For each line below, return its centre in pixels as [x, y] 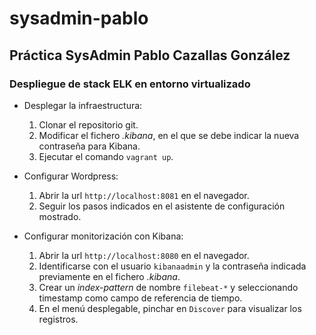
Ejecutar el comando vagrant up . [106, 156]
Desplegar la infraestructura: [83, 105]
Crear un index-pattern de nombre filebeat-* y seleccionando [168, 287]
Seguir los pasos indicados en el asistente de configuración [162, 206]
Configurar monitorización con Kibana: [103, 236]
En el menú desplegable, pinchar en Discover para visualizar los [170, 308]
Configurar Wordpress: [71, 176]
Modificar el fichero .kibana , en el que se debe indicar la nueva [169, 135]
